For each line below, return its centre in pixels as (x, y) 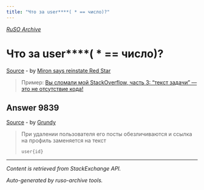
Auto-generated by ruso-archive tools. (55, 180)
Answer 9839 (33, 108)
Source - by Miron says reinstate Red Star (59, 70)
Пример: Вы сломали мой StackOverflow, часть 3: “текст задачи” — (109, 82)
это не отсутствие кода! (52, 89)
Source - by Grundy (31, 123)
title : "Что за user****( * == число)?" (58, 12)
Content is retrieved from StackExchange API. (64, 169)
